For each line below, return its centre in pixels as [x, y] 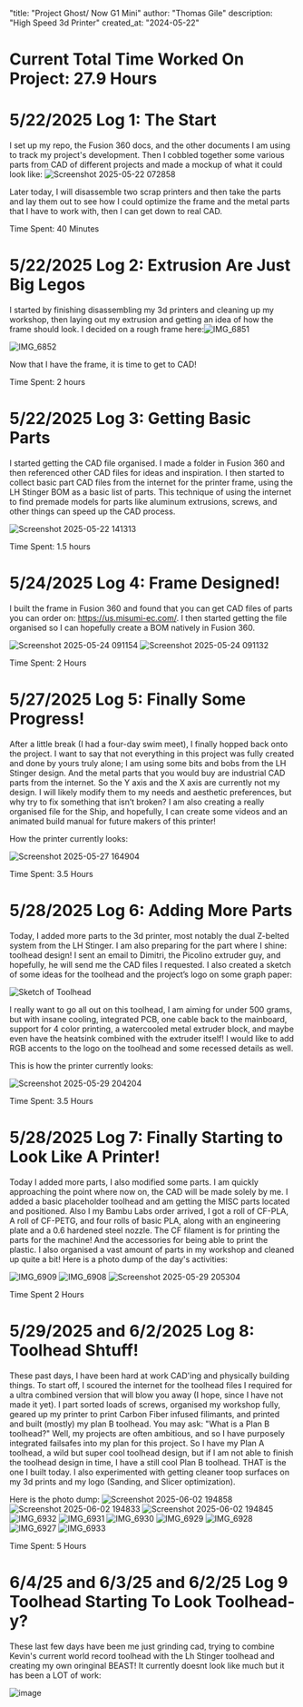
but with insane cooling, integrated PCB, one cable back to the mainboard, [148, 1019]
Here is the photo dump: [55, 1499]
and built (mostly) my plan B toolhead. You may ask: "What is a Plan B [140, 1424]
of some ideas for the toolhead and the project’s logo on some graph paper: [151, 974]
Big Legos [48, 285]
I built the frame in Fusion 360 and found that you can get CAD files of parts [151, 608]
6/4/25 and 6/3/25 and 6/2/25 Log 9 [149, 1582]
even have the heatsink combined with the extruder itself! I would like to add [152, 1038]
